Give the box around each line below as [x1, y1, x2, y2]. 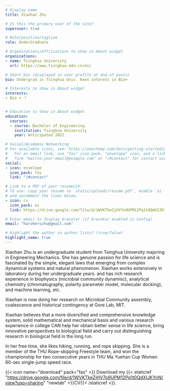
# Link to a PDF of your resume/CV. [5, 184, 82, 189]
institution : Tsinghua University [14, 128, 87, 133]
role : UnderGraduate [5, 40, 49, 45]
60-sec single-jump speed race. [5, 359, 72, 365]
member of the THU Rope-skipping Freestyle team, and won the [5, 348, 139, 355]
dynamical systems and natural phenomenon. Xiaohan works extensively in [5, 265, 162, 271]
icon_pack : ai [10, 203, 39, 208]
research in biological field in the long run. [5, 333, 93, 339]
